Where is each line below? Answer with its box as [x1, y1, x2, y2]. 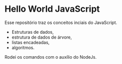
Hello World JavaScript [4, 3, 100, 15]
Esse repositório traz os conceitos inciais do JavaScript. [4, 20, 118, 25]
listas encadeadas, [11, 39, 50, 45]
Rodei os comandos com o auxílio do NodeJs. [4, 54, 97, 60]
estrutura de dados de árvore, [11, 34, 72, 40]
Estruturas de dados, [11, 29, 54, 35]
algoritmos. [11, 44, 35, 50]
